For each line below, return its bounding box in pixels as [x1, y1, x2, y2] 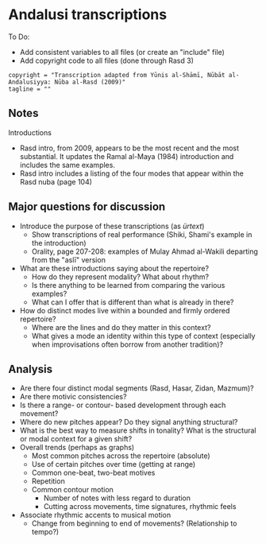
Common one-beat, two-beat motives [31, 468, 156, 478]
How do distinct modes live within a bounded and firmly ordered [19, 305, 230, 315]
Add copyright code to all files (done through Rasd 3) [19, 56, 195, 65]
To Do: [8, 32, 30, 41]
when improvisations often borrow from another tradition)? [31, 340, 224, 349]
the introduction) [31, 238, 87, 247]
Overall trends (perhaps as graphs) [19, 443, 135, 453]
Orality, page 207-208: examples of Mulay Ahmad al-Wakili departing [31, 247, 258, 256]
